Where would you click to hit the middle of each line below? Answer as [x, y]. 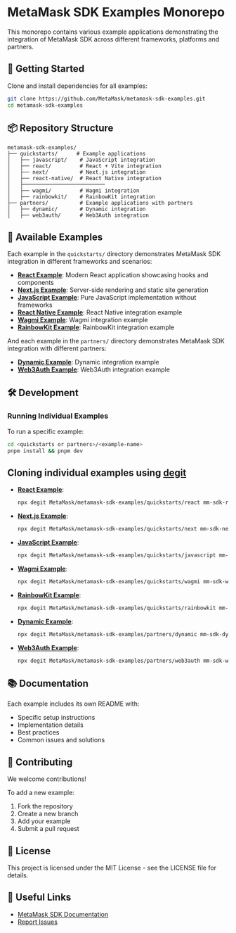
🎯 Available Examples [55, 237]
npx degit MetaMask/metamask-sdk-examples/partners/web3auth [109, 661]
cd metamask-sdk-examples [45, 105]
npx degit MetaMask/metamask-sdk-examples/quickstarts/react [109, 503]
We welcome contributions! [47, 779]
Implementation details [51, 725]
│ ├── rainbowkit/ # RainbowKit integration [81, 197]
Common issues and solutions [61, 740]
